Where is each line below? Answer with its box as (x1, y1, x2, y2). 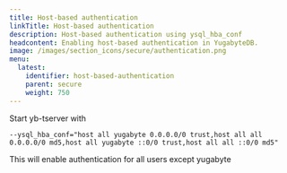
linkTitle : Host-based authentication (9, 22, 154, 30)
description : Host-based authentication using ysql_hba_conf (9, 30, 243, 39)
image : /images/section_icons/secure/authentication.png (9, 47, 227, 56)
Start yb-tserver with (9, 113, 87, 124)
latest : (17, 64, 47, 73)
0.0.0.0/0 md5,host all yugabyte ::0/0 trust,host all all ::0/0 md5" (9, 138, 279, 147)
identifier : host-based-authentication (25, 72, 175, 81)
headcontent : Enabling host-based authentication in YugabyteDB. (9, 38, 258, 48)
